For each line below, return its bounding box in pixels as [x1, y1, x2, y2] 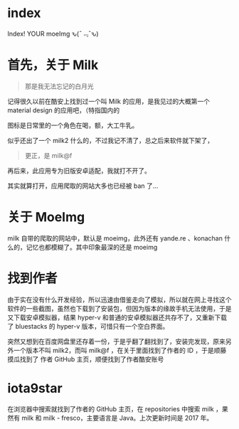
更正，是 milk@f [24, 151, 73, 159]
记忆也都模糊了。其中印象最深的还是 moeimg [26, 243, 158, 251]
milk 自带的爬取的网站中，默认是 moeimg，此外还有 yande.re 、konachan [7, 233, 223, 243]
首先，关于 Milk [7, 57, 99, 73]
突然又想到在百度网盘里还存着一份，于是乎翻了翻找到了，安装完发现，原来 [7, 337, 225, 346]
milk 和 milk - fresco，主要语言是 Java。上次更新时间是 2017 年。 [21, 413, 213, 422]
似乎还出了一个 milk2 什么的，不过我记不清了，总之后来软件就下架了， [7, 136, 214, 144]
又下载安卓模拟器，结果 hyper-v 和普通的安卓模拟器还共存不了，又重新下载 [7, 313, 228, 322]
